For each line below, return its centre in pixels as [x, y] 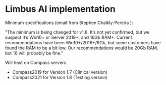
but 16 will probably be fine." [34, 53]
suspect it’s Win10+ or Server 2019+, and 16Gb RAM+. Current [69, 37]
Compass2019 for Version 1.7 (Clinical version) [60, 72]
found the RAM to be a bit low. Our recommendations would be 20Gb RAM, [82, 48]
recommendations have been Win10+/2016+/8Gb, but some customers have [83, 42]
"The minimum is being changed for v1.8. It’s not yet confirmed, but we [77, 32]
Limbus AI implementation [60, 9]
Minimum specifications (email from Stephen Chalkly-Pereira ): [69, 23]
